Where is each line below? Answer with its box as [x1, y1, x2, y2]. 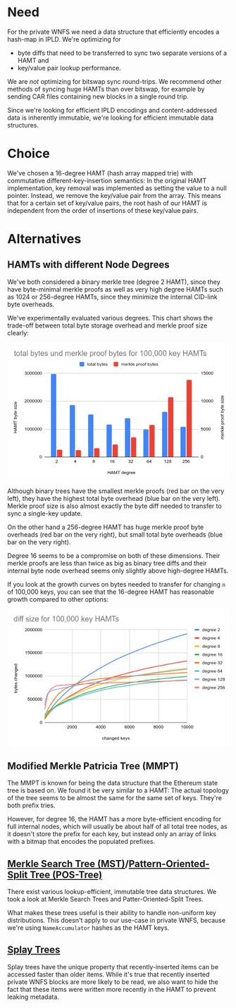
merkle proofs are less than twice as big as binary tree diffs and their [7, 559, 207, 568]
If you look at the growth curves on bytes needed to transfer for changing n [7, 580, 225, 589]
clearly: [7, 328, 30, 337]
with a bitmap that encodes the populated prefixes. [7, 838, 156, 846]
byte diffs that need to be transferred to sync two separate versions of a [17, 49, 228, 57]
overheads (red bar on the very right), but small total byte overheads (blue [7, 530, 223, 539]
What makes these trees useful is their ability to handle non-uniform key [7, 909, 216, 917]
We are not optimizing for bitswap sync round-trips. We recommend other [7, 77, 222, 85]
